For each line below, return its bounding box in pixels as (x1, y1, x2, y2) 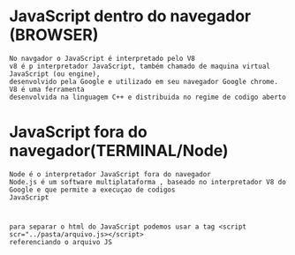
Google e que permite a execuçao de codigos (9, 185, 176, 194)
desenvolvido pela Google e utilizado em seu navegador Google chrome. (9, 77, 278, 86)
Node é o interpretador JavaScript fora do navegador (9, 169, 212, 178)
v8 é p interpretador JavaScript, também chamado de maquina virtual (9, 62, 271, 71)
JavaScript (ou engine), (9, 69, 101, 79)
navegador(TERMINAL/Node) (9, 141, 229, 161)
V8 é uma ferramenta (9, 85, 86, 94)
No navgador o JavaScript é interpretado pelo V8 (9, 54, 196, 63)
